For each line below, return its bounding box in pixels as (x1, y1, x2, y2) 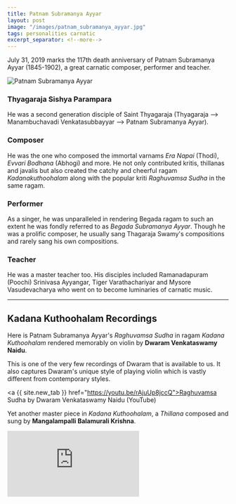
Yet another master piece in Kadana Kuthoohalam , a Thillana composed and (7, 409, 229, 418)
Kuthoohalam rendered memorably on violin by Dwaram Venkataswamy (7, 339, 218, 347)
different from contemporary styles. (7, 375, 111, 383)
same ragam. (7, 181, 46, 190)
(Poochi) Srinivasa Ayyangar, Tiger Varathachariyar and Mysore (7, 278, 192, 287)
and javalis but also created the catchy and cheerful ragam (7, 166, 178, 174)
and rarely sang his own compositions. (7, 237, 119, 246)
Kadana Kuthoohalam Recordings (7, 312, 157, 324)
